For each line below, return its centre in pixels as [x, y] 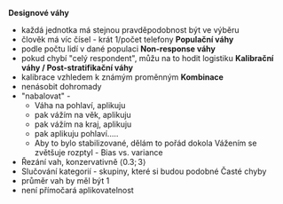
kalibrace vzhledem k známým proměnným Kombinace [122, 77]
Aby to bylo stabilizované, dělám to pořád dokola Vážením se [145, 143]
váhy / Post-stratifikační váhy [77, 67]
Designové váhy [39, 13]
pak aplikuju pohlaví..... [76, 133]
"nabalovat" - [46, 96]
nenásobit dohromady [61, 86]
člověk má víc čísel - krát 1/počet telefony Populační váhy [127, 39]
